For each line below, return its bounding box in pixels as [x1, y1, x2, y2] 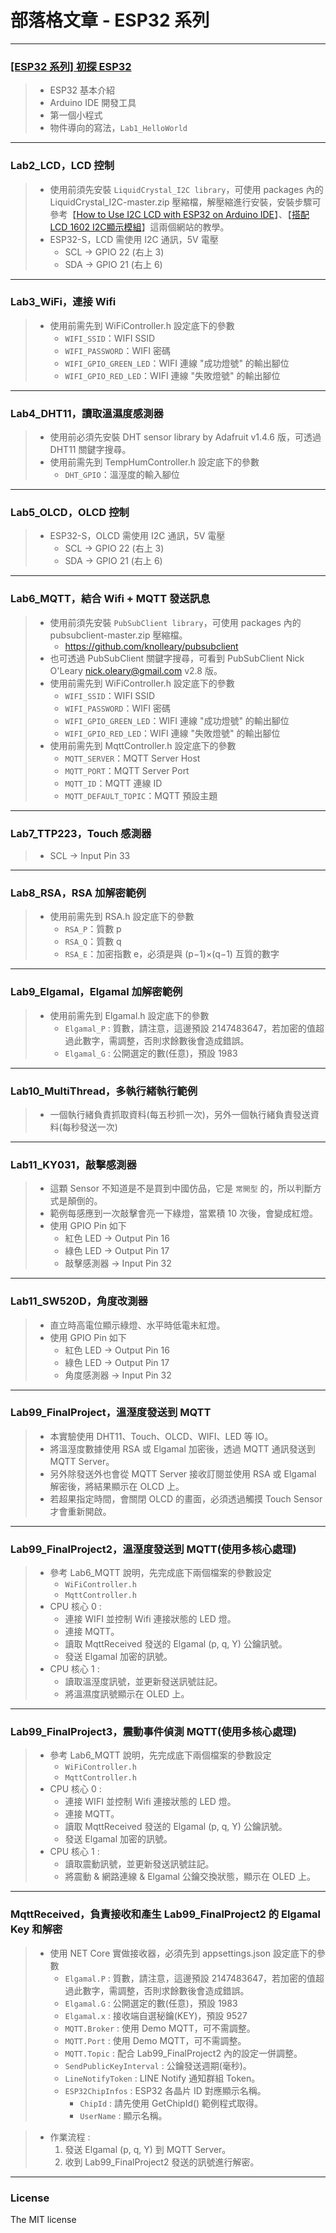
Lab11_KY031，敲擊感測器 [10, 1157, 137, 1171]
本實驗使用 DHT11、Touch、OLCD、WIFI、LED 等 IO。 [49, 1430, 274, 1442]
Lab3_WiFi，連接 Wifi [10, 295, 117, 309]
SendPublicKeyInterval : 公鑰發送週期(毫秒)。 [64, 2059, 252, 2071]
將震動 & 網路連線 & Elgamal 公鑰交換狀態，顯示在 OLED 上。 [64, 1871, 316, 1883]
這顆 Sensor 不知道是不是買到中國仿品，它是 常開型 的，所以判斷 [49, 1182, 313, 1195]
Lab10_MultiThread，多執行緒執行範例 [10, 1084, 198, 1098]
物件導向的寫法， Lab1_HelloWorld [49, 122, 188, 134]
